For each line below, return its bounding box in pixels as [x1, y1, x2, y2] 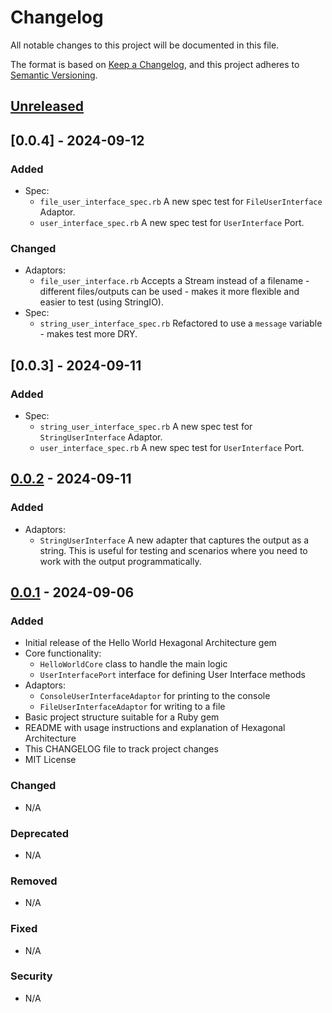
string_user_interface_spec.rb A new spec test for [39, 421, 253, 432]
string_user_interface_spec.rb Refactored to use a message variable [39, 317, 323, 330]
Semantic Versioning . [10, 69, 98, 81]
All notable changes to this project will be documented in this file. [10, 39, 280, 51]
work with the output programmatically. [39, 555, 202, 567]
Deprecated [10, 826, 70, 840]
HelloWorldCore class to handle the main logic [39, 658, 228, 670]
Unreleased [10, 98, 85, 115]
